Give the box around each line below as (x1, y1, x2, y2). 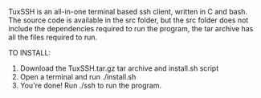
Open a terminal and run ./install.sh (19, 72, 137, 81)
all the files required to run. (8, 32, 98, 42)
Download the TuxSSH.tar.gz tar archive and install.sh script (19, 63, 219, 73)
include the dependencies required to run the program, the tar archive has (8, 24, 254, 33)
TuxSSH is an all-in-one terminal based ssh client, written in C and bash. (8, 7, 247, 16)
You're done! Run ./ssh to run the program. (19, 80, 162, 90)
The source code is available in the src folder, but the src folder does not (8, 15, 249, 25)
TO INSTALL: (8, 48, 51, 57)
